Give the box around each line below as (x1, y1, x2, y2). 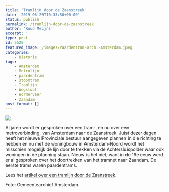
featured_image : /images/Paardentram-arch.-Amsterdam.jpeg (5, 45, 133, 50)
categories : (5, 50, 30, 55)
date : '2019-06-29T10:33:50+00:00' (5, 12, 80, 17)
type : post (5, 36, 28, 41)
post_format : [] (5, 102, 39, 107)
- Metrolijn (14, 69, 39, 74)
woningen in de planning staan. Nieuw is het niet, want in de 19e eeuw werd (5, 152, 163, 158)
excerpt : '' (5, 31, 30, 36)
